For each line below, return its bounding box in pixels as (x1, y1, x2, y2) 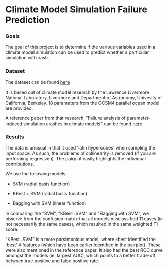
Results (5, 133, 24, 140)
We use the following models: (5, 171, 67, 177)
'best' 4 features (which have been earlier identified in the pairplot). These (5, 242, 161, 248)
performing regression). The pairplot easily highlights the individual (5, 156, 146, 162)
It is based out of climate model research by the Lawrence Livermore (5, 89, 149, 95)
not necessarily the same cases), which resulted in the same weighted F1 (5, 221, 158, 227)
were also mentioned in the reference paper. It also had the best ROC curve (5, 247, 163, 253)
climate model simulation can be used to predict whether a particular (5, 49, 149, 55)
